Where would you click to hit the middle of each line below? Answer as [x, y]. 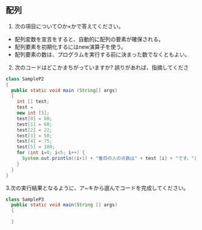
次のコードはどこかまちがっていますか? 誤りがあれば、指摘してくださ [102, 67]
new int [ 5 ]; [33, 113]
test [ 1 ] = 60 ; [34, 124]
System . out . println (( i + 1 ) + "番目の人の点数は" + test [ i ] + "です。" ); [111, 159]
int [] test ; [33, 102]
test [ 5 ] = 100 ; [36, 147]
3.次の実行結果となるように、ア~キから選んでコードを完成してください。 [97, 188]
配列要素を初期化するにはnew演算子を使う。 [70, 46]
